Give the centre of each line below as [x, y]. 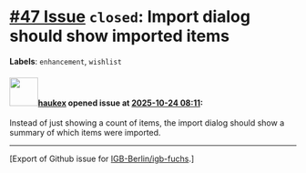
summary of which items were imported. [85, 133]
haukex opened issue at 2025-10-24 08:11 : [120, 103]
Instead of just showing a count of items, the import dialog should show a [147, 123]
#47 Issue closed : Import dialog [130, 17]
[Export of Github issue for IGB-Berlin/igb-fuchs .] [102, 159]
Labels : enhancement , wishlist [66, 61]
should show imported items [120, 36]
